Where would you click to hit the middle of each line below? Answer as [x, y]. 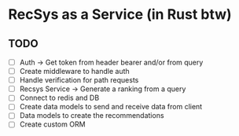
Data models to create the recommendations [92, 116]
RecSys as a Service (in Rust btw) [120, 15]
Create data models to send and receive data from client [111, 107]
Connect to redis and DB [59, 98]
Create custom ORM [52, 124]
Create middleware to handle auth [74, 72]
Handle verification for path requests [79, 80]
